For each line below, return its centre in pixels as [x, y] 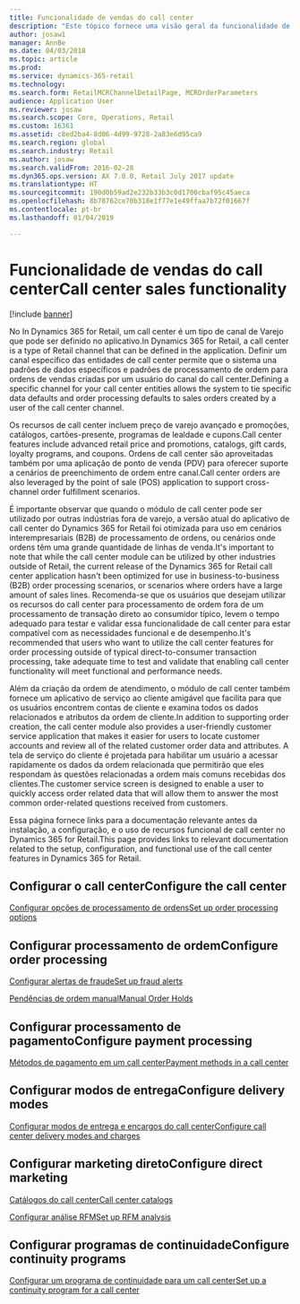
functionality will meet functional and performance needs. [116, 671]
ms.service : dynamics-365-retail [72, 76]
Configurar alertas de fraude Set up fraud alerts [96, 981]
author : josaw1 [38, 34]
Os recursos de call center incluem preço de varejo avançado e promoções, [149, 425]
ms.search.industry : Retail [62, 151]
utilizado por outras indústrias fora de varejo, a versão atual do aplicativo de [150, 518]
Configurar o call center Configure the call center [148, 886]
